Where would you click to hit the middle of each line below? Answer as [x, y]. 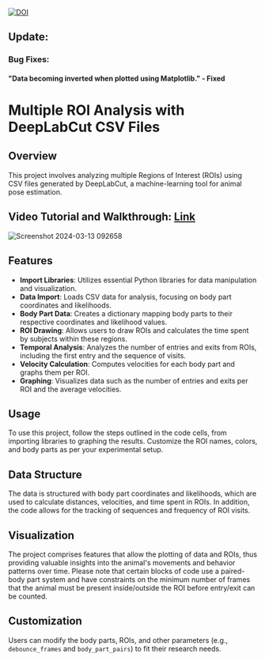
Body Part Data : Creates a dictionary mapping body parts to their [126, 313]
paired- [233, 571]
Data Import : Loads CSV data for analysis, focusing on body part [125, 297]
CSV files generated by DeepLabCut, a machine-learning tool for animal [125, 183]
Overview [33, 156]
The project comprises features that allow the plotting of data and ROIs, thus [133, 554]
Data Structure [45, 474]
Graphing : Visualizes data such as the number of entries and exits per [134, 380]
